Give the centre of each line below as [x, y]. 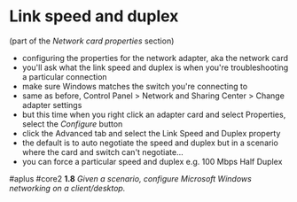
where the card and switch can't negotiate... [102, 151]
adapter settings [52, 105]
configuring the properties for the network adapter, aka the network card [155, 58]
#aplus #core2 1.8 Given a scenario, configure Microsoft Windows [131, 178]
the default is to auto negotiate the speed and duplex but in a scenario [150, 143]
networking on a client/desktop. [67, 188]
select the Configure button [72, 124]
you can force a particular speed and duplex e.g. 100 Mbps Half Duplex [152, 161]
